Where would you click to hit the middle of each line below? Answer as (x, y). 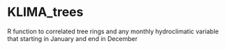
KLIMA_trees (45, 12)
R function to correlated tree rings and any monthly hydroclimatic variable (113, 31)
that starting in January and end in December (73, 38)
